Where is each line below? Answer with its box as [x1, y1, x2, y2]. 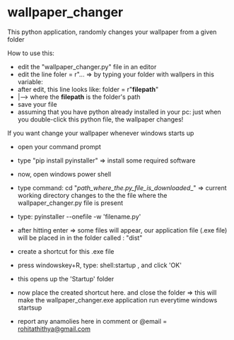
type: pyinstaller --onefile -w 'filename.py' [17, 212, 141, 221]
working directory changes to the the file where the [17, 191, 168, 199]
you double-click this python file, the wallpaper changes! [17, 115, 184, 124]
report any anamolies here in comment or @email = [17, 317, 168, 325]
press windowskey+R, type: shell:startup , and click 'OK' [17, 261, 182, 269]
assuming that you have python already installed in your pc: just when [17, 107, 221, 116]
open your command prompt [17, 142, 101, 151]
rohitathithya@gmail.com [17, 324, 90, 333]
